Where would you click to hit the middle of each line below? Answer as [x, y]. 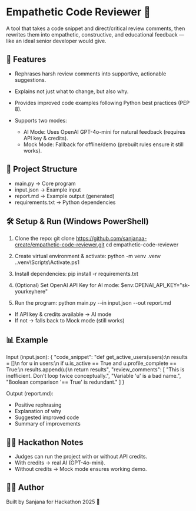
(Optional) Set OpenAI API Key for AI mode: [67, 285]
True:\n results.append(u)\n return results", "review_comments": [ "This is [95, 370]
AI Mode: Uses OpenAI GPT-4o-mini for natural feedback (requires [104, 131]
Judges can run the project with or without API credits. [81, 456]
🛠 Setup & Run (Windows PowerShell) [77, 221]
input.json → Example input [48, 189]
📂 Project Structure [42, 169]
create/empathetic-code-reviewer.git [59, 245]
